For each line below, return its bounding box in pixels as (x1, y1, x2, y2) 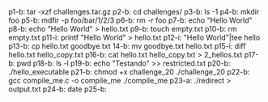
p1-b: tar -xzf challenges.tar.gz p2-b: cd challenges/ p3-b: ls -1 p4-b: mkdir (8, 7, 260, 16)
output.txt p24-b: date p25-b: (8, 84, 108, 94)
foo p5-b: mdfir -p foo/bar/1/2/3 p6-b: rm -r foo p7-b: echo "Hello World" (8, 15, 253, 25)
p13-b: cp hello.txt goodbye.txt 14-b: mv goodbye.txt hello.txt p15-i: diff (8, 41, 246, 51)
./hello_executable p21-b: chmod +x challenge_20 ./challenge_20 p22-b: (8, 67, 250, 76)
